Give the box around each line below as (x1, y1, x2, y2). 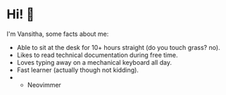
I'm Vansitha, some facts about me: (6, 30, 109, 38)
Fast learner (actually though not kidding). (16, 65, 139, 74)
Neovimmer (27, 80, 61, 89)
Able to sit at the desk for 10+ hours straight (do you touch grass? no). (16, 43, 220, 51)
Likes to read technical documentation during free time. (16, 51, 178, 59)
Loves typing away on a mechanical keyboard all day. (16, 58, 172, 66)
